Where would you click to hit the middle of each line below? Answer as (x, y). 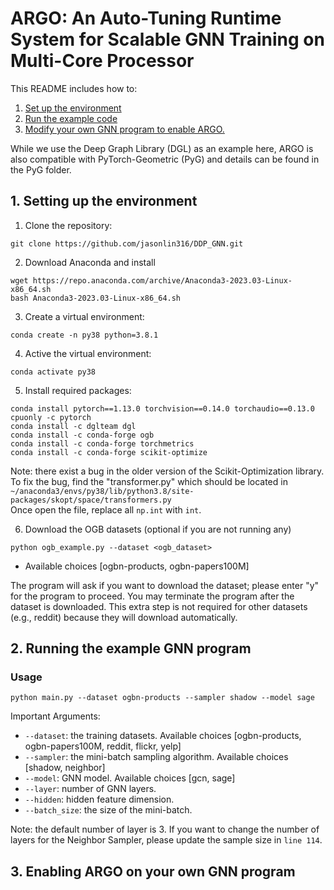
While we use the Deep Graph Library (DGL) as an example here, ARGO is (162, 148)
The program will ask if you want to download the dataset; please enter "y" (165, 585)
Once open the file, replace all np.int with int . (106, 509)
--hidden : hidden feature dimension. (99, 799)
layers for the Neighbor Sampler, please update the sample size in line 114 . (166, 840)
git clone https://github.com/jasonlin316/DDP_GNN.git (127, 243)
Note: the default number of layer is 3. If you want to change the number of (165, 829)
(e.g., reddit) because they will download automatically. (124, 617)
